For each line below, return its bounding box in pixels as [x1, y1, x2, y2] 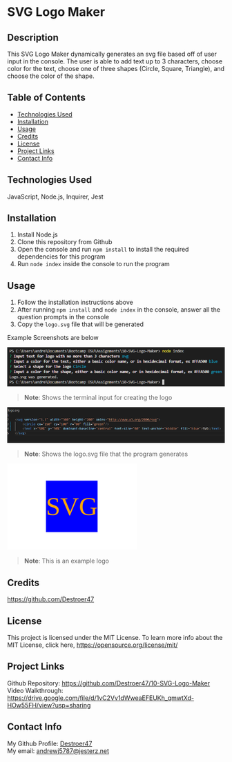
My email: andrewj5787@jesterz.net [7, 746, 109, 755]
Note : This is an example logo [23, 557, 109, 565]
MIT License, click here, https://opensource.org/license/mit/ [7, 641, 178, 649]
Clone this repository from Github [17, 238, 113, 246]
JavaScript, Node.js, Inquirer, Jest [7, 192, 104, 201]
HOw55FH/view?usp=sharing [7, 701, 91, 709]
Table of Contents [7, 92, 86, 103]
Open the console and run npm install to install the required [17, 245, 189, 254]
